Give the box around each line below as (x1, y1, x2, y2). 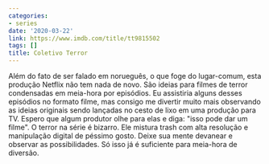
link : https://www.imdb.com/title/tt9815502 (8, 34, 160, 43)
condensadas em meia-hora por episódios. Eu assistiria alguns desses (8, 88, 243, 97)
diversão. (8, 148, 39, 158)
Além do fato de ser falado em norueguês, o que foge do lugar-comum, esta (8, 72, 262, 80)
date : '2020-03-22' (8, 27, 74, 35)
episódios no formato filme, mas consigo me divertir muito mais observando (8, 97, 262, 106)
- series (8, 19, 38, 27)
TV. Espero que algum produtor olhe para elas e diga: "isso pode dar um (8, 114, 248, 123)
